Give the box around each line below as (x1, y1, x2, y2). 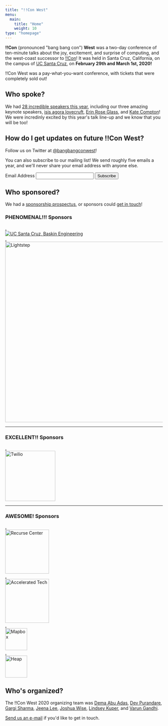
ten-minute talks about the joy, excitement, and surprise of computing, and (5, 50, 159, 56)
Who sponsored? (5, 188, 60, 196)
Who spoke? (5, 90, 45, 98)
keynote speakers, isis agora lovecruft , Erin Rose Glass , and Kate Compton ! (5, 109, 160, 115)
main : (9, 17, 21, 22)
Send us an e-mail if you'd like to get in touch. (5, 715, 100, 721)
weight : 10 (14, 26, 37, 31)
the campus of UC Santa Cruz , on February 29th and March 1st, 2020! (5, 61, 152, 66)
